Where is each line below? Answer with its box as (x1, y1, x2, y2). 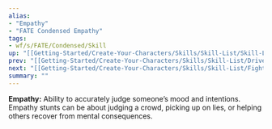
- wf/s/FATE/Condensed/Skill (8, 42, 107, 50)
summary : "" (8, 72, 49, 80)
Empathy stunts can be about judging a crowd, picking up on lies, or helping (8, 102, 262, 112)
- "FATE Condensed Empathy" (8, 27, 104, 35)
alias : (8, 11, 31, 20)
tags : (8, 34, 27, 43)
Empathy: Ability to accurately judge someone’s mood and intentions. (8, 94, 241, 103)
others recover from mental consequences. (8, 110, 153, 121)
